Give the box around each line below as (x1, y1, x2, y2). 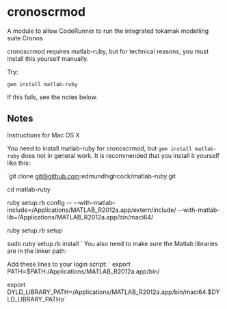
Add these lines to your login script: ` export (7, 260, 131, 268)
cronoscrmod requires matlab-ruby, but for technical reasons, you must (7, 47, 209, 55)
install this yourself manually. (7, 54, 89, 62)
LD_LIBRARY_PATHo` (7, 295, 66, 303)
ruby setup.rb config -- (7, 198, 72, 206)
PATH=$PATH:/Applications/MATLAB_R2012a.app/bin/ (7, 267, 160, 276)
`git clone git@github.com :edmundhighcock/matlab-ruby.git (7, 172, 176, 180)
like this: (7, 159, 31, 167)
